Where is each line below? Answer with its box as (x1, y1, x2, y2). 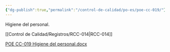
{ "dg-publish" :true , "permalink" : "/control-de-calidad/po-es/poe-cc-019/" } (5, 7, 166, 13)
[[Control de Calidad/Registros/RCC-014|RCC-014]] (5, 31, 113, 37)
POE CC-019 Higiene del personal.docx (5, 41, 88, 47)
